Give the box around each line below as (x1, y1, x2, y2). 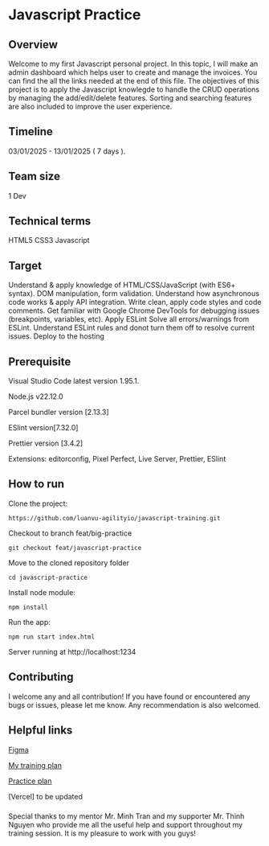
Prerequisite (8, 355, 71, 368)
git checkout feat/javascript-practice (8, 544, 142, 552)
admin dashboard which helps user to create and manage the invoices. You (8, 68, 258, 77)
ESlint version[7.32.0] (8, 423, 79, 433)
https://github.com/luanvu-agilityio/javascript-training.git (8, 514, 221, 522)
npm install (8, 603, 48, 611)
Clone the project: (8, 499, 68, 508)
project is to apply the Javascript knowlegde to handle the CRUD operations (8, 84, 259, 94)
